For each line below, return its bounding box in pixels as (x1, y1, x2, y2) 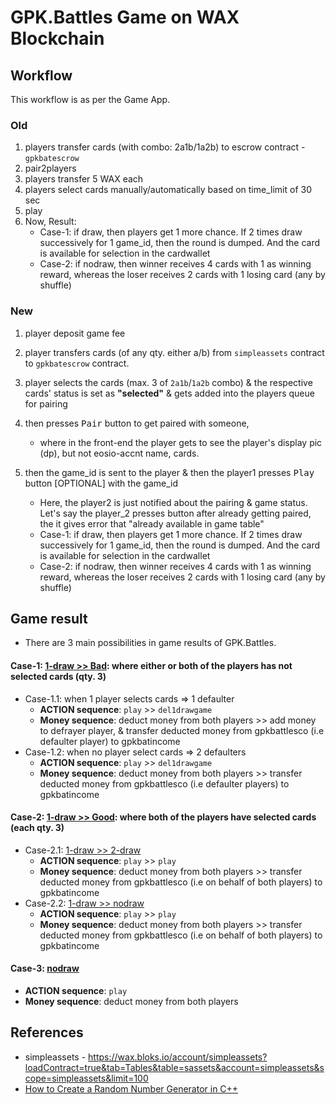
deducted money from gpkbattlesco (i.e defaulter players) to (39, 777, 290, 790)
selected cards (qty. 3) (10, 671, 107, 682)
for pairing (24, 397, 68, 410)
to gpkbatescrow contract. (24, 357, 130, 369)
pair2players (24, 162, 77, 175)
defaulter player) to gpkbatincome (39, 735, 181, 747)
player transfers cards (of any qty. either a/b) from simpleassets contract (24, 346, 325, 358)
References (10, 1024, 84, 1041)
